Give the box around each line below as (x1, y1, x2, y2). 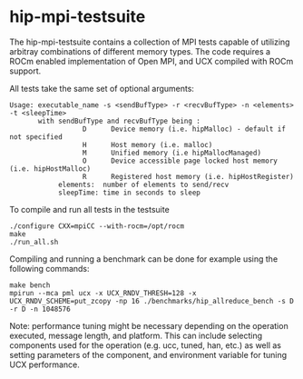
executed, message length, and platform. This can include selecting (9, 330, 263, 341)
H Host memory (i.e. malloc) (82, 140, 213, 149)
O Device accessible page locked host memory (82, 156, 279, 165)
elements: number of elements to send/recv (57, 180, 230, 189)
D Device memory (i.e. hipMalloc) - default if (82, 125, 286, 134)
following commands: (9, 263, 90, 274)
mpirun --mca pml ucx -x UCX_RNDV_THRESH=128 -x (9, 288, 197, 297)
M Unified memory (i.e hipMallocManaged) (82, 148, 261, 157)
